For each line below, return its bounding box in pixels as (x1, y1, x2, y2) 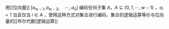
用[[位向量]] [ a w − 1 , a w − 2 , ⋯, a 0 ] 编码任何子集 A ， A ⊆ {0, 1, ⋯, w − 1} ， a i (5, 5, 163, 12)
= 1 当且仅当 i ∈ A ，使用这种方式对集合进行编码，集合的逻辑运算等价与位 (5, 12, 160, 18)
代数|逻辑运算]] (26, 18, 58, 24)
